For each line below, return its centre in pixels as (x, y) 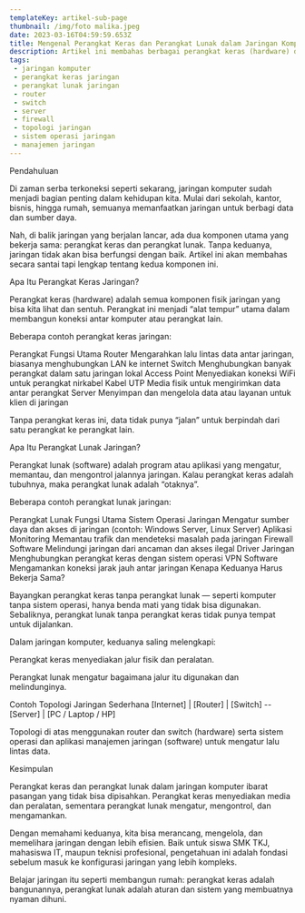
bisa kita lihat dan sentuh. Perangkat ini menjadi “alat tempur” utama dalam (150, 309)
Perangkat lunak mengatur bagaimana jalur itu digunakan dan (124, 677)
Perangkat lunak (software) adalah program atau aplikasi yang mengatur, (145, 464)
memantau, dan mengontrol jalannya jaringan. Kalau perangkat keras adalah (152, 474)
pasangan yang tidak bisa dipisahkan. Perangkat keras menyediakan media (150, 796)
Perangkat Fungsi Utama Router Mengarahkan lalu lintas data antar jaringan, (152, 354)
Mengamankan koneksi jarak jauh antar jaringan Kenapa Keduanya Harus (146, 568)
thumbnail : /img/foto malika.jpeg (75, 26)
